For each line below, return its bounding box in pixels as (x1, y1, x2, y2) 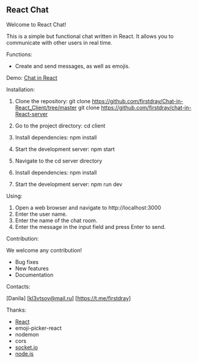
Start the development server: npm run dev (14, 181, 123, 188)
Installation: (6, 86, 35, 93)
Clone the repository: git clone (14, 97, 91, 104)
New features (14, 265, 49, 272)
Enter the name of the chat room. (14, 217, 98, 224)
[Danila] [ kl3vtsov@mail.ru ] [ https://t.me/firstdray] (6, 294, 131, 301)
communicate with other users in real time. (6, 39, 113, 46)
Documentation (14, 271, 54, 278)
